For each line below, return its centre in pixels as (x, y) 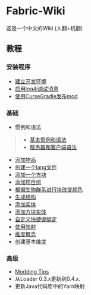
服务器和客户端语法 (53, 147)
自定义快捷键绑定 (36, 219)
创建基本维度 (30, 241)
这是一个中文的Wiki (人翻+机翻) (45, 28)
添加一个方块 (30, 174)
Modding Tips (32, 272)
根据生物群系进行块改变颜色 (49, 189)
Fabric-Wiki (36, 11)
